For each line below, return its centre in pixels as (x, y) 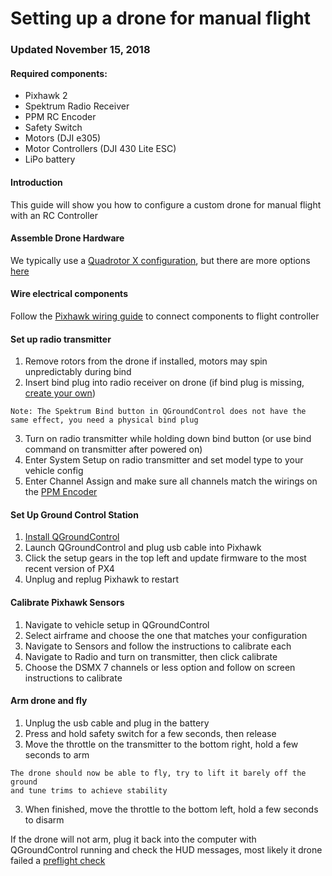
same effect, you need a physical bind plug (104, 420)
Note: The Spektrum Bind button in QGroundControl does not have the (158, 412)
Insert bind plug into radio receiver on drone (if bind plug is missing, (164, 383)
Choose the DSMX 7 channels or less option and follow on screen (160, 667)
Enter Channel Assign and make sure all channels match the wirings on (171, 481)
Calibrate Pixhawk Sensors (67, 602)
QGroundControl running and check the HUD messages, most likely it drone (166, 849)
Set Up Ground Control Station (74, 514)
